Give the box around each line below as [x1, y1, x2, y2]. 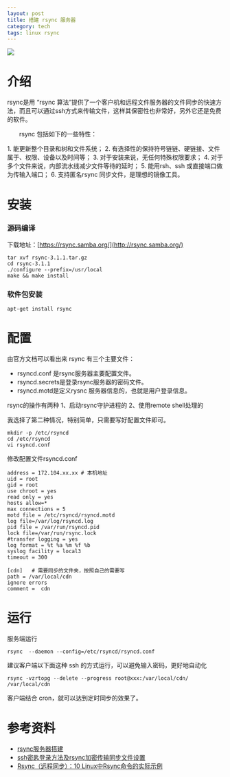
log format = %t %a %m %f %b [7, 541, 91, 548]
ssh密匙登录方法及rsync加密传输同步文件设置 [16, 753, 146, 761]
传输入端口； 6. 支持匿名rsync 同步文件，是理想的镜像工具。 [12, 170, 184, 179]
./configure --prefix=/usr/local [7, 266, 103, 273]
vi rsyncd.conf [7, 442, 51, 448]
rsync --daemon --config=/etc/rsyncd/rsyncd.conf [7, 648, 155, 655]
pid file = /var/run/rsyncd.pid [7, 524, 100, 530]
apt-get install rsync [7, 305, 72, 312]
